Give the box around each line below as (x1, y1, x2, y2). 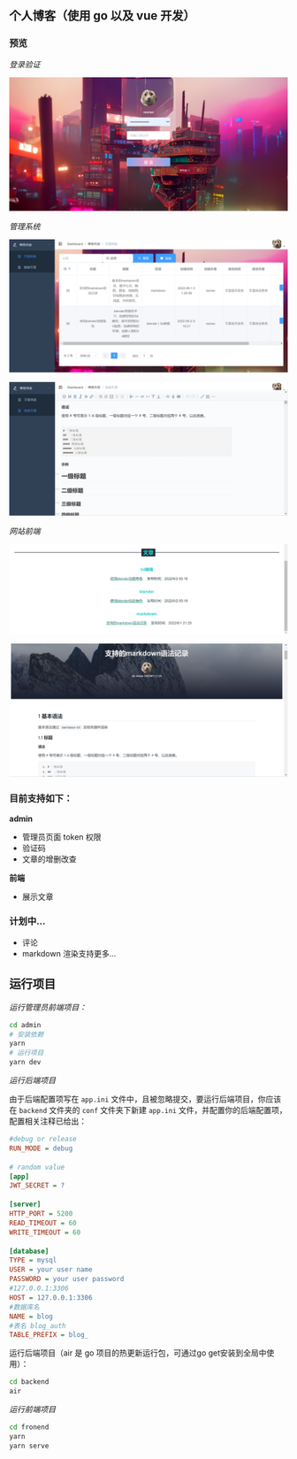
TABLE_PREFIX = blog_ (9, 1331, 89, 1340)
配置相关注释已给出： (9, 1116, 87, 1126)
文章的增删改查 (21, 853, 77, 864)
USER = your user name (9, 1265, 93, 1274)
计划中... (9, 915, 46, 927)
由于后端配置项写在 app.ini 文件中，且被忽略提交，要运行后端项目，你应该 (9, 1094, 281, 1104)
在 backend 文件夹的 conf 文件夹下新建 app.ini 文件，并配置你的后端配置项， (9, 1105, 287, 1116)
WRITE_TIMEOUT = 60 (9, 1228, 81, 1237)
